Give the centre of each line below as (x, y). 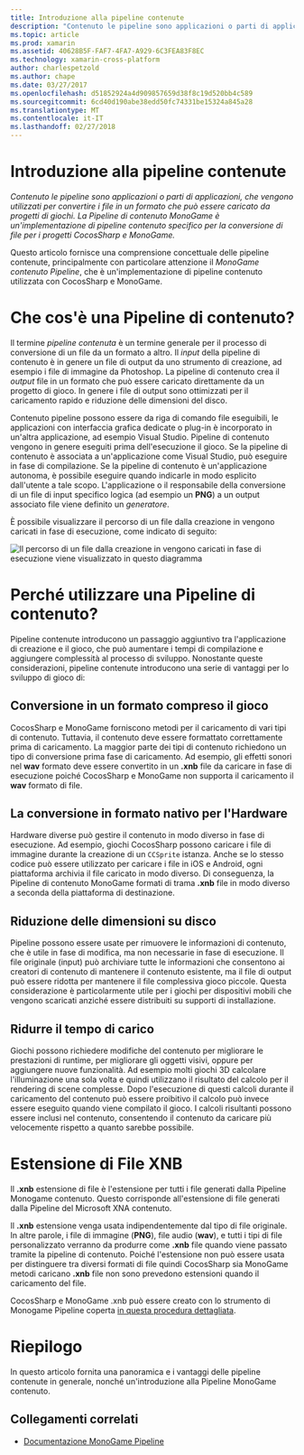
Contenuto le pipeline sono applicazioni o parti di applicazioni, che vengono (152, 196)
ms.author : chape (43, 77)
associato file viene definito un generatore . (90, 504)
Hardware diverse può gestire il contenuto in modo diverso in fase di (138, 835)
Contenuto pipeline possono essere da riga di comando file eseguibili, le (144, 417)
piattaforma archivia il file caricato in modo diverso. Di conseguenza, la (142, 873)
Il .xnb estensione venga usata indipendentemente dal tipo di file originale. (149, 1226)
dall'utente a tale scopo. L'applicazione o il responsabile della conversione (148, 485)
